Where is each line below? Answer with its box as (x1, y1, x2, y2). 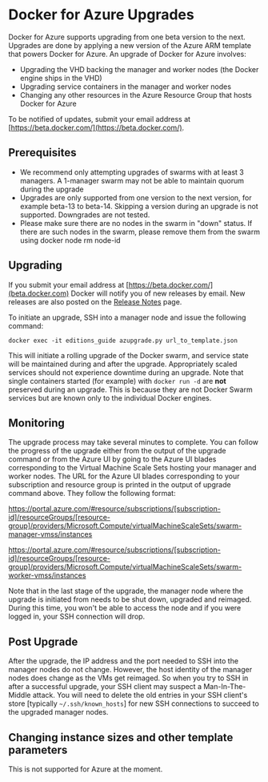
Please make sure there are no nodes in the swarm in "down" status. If (19, 218, 253, 228)
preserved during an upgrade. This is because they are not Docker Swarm (8, 385, 254, 394)
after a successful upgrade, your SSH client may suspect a (8, 682, 202, 691)
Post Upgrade (8, 635, 78, 648)
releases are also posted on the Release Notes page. (8, 296, 182, 306)
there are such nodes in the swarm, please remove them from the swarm (19, 227, 260, 236)
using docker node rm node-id (19, 235, 122, 245)
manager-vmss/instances (8, 530, 93, 539)
